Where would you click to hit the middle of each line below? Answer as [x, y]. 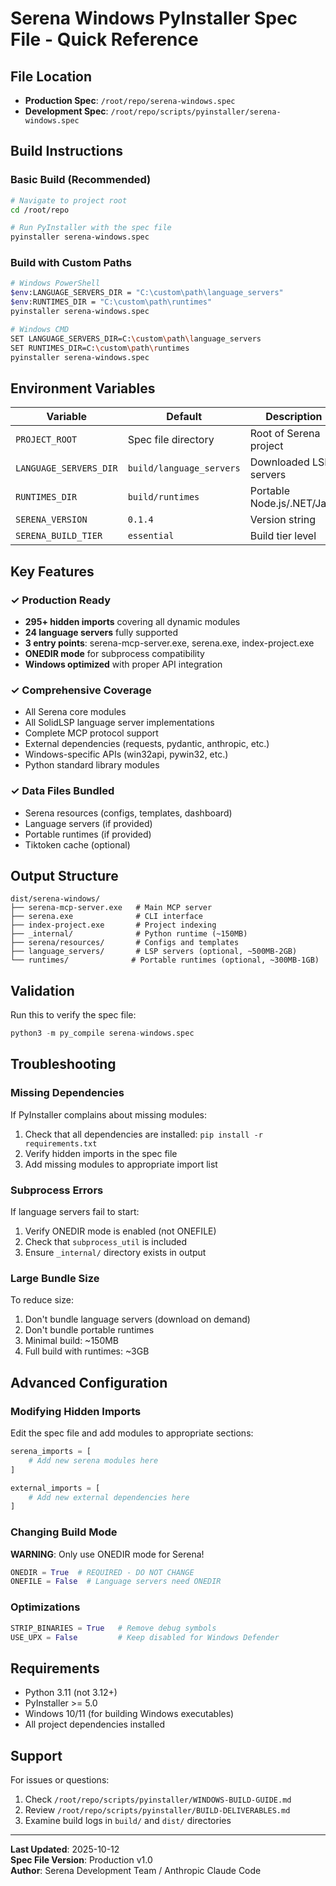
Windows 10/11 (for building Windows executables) [129, 1714]
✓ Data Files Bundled [62, 791]
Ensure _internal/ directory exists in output [115, 1253]
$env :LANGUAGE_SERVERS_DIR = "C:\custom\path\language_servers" [147, 293]
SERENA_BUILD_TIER [59, 536]
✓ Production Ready [61, 600]
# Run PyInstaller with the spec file [91, 228]
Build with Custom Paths [71, 263]
